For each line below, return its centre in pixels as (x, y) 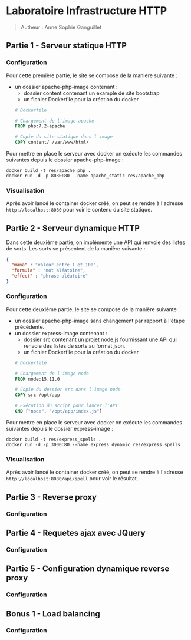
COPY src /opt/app (37, 395)
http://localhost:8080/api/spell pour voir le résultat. (72, 479)
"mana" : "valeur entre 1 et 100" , (55, 265)
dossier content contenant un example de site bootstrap (91, 93)
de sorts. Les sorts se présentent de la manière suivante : (76, 249)
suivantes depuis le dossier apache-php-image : (65, 160)
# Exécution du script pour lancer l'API (66, 406)
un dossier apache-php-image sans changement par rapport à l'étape (100, 321)
